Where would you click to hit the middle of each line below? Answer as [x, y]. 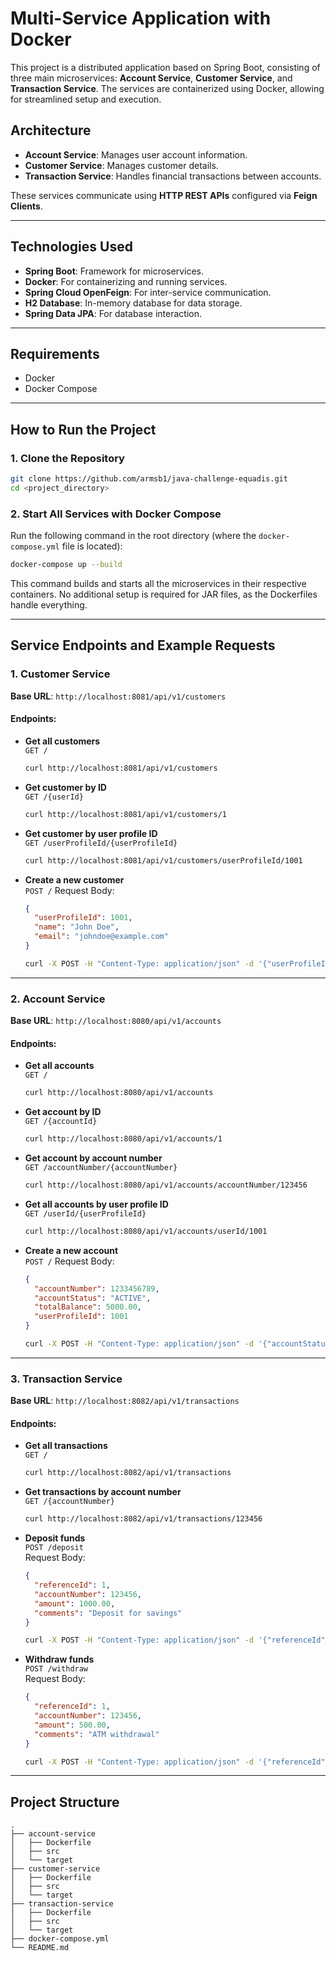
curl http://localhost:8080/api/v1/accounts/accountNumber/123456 [166, 1185]
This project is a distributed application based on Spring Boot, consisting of [165, 67]
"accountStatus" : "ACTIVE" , [93, 1298]
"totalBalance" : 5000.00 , [88, 1307]
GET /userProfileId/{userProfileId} [101, 843]
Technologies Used [71, 247]
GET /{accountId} [61, 1122]
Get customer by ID [65, 787]
